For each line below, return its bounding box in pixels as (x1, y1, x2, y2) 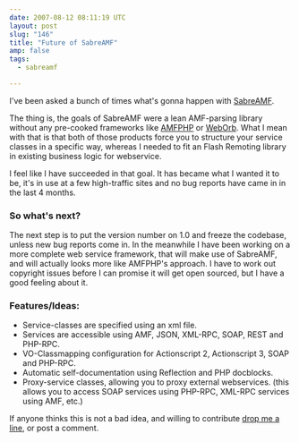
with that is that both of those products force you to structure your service (9, 132, 284, 142)
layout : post (9, 21, 58, 30)
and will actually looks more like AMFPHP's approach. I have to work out (9, 259, 276, 269)
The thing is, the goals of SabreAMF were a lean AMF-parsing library (9, 113, 263, 123)
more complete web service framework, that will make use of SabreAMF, (9, 249, 278, 259)
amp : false (9, 47, 50, 55)
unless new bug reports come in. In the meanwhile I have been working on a (9, 239, 291, 251)
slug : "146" (9, 30, 54, 38)
